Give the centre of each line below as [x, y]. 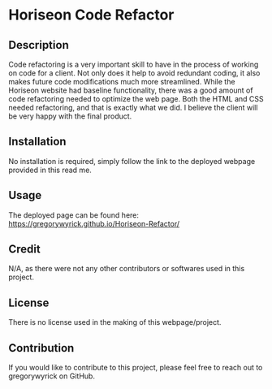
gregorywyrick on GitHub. [52, 376]
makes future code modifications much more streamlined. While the [122, 82]
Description [39, 45]
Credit [24, 249]
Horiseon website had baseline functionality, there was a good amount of [131, 90]
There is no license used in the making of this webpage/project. [115, 322]
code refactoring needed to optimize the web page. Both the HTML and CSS [136, 99]
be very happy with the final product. [70, 116]
